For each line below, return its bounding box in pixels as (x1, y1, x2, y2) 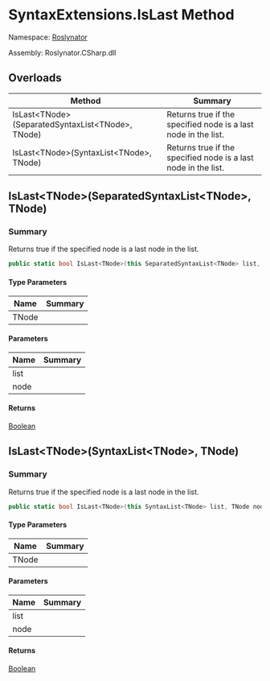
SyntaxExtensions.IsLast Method (8, 6, 235, 24)
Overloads (8, 71, 62, 85)
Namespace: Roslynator (8, 32, 88, 42)
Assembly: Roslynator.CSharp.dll (8, 47, 117, 57)
